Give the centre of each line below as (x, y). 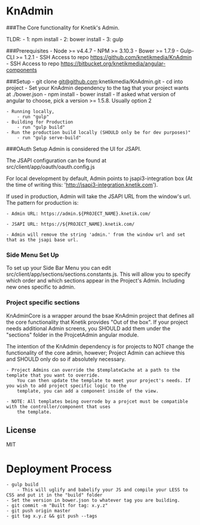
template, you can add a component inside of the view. (88, 391)
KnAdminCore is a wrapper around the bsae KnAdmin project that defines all (100, 315)
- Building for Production (40, 122)
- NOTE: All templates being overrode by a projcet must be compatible (97, 401)
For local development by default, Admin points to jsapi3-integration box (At (99, 178)
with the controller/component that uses (59, 406)
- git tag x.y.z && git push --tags (52, 516)
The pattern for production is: (42, 202)
